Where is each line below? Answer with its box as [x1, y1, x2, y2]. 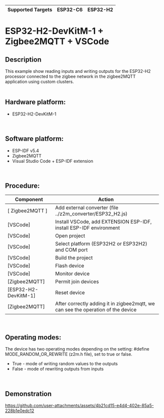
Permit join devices [55, 278, 99, 285]
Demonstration [5, 390, 52, 398]
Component [15, 196, 43, 203]
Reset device [55, 289, 85, 296]
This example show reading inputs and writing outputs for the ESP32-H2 [5, 68, 151, 74]
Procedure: [5, 182, 40, 190]
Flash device [55, 263, 84, 269]
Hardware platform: [5, 98, 66, 107]
